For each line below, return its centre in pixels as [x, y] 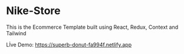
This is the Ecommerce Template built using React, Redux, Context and [92, 27]
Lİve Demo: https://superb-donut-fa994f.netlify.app [69, 45]
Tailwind [16, 33]
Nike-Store [33, 11]
